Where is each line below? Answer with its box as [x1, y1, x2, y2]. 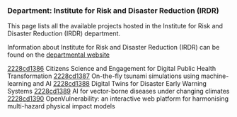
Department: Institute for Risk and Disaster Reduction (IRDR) [7, 6, 219, 16]
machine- [200, 72, 229, 80]
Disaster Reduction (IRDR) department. [7, 29, 121, 38]
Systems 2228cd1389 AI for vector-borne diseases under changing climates [7, 87, 230, 96]
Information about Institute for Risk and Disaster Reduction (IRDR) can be [7, 43, 220, 52]
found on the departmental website [7, 50, 110, 59]
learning [7, 79, 32, 88]
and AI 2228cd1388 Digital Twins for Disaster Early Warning [33, 79, 207, 88]
